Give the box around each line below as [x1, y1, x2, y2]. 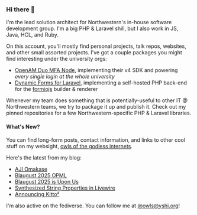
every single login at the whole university [14, 73, 115, 80]
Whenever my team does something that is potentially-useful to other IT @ [6, 97, 188, 104]
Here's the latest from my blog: [6, 154, 82, 161]
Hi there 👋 [6, 5, 35, 14]
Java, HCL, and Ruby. [6, 31, 59, 38]
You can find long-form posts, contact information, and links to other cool [6, 136, 185, 144]
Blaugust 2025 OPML [14, 171, 67, 179]
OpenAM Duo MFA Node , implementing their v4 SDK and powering [14, 67, 178, 74]
